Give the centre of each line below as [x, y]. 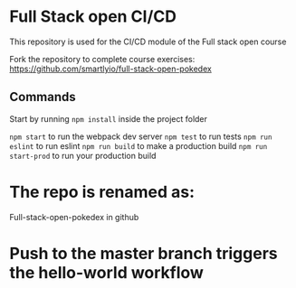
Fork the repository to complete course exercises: [102, 59]
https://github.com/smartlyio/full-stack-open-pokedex [111, 69]
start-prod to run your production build [83, 155]
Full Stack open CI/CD [93, 17]
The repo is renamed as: [102, 192]
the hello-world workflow [106, 272]
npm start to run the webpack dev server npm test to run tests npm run [141, 136]
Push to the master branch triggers [143, 253]
